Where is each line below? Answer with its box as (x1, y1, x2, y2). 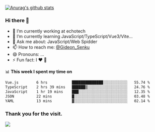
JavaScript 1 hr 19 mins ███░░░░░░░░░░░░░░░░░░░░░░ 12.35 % (5, 89, 150, 94)
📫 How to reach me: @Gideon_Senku (12, 44, 90, 50)
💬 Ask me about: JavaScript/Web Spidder (12, 39, 98, 44)
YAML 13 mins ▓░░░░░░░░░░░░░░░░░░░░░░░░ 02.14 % (5, 98, 150, 103)
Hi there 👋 (5, 17, 30, 24)
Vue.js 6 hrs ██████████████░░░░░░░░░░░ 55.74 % (5, 80, 150, 85)
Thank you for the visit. (5, 110, 63, 117)
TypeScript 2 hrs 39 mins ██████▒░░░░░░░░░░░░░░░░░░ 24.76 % (5, 85, 150, 90)
